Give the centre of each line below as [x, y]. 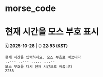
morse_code [30, 8]
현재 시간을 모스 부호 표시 [52, 32]
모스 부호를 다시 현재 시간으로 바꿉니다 [39, 67]
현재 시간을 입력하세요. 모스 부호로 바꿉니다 [43, 58]
